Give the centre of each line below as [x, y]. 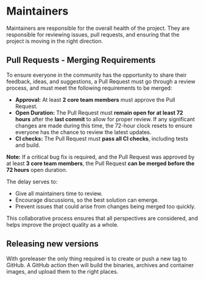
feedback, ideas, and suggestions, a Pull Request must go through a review [101, 81]
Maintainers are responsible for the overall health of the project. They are [98, 28]
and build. [28, 145]
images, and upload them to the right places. [62, 271]
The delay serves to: [32, 182]
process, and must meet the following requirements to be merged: [89, 88]
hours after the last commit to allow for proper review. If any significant [105, 119]
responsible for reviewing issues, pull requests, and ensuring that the [93, 34]
